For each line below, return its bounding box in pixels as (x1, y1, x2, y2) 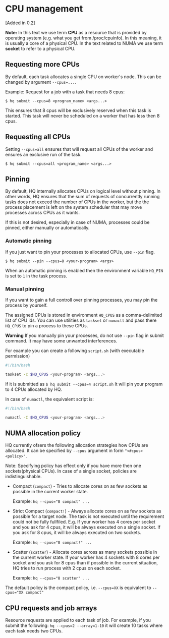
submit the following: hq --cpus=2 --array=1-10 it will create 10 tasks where (5, 622, 163, 628)
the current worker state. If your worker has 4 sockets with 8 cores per (12, 554, 160, 560)
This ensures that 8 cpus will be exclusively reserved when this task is (5, 107, 151, 113)
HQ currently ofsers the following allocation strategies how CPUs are (5, 442, 148, 448)
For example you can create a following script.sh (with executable (5, 347, 145, 354)
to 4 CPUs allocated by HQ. (5, 386, 62, 392)
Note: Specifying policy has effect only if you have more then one (5, 462, 141, 469)
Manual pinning (5, 285, 44, 293)
